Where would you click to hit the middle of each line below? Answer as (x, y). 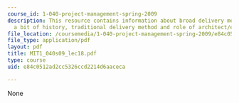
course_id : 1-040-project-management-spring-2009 (83, 14)
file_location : (30, 34)
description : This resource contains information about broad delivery (116, 21)
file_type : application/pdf (49, 40)
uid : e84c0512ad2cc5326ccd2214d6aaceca (67, 67)
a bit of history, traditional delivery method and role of (105, 27)
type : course (27, 60)
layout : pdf (25, 47)
